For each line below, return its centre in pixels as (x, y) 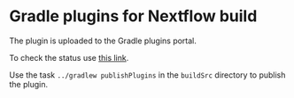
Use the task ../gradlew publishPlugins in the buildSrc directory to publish (147, 75)
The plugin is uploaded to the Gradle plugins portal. (103, 41)
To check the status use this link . (69, 57)
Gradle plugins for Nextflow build (133, 16)
